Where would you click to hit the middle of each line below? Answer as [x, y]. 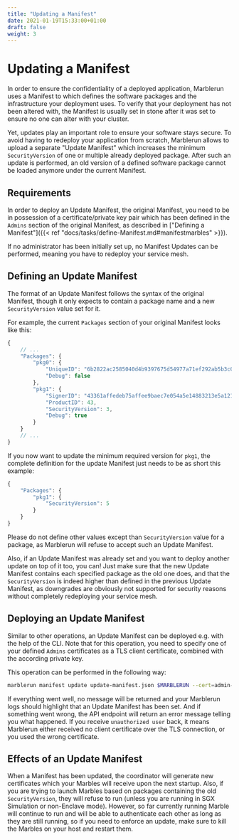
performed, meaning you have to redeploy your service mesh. [98, 254]
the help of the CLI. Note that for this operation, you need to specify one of [117, 643]
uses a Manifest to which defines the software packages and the [102, 96]
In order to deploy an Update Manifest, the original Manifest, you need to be [118, 210]
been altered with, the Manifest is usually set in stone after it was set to [111, 112]
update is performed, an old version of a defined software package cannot [117, 163]
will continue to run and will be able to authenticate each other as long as [115, 814]
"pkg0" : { [47, 363]
